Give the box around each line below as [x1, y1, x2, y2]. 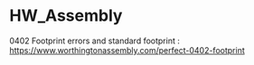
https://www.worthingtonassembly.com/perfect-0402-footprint [9, 44, 246, 55]
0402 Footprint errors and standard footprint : [9, 35, 181, 46]
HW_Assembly [9, 5, 123, 26]
